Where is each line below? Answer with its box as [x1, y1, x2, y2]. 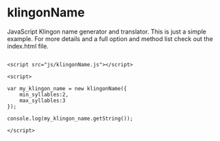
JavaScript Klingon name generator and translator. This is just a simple [7, 27, 207, 36]
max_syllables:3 [19, 97, 66, 104]
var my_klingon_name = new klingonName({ [7, 85, 127, 92]
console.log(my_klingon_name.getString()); [7, 115, 134, 122]
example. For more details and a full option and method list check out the [7, 34, 214, 42]
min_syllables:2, [19, 91, 69, 98]
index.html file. [7, 42, 49, 50]
